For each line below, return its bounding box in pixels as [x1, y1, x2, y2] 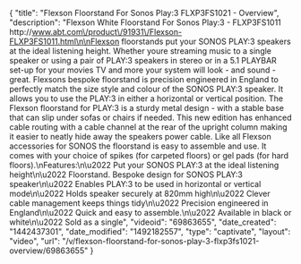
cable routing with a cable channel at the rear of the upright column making [9, 122, 288, 132]
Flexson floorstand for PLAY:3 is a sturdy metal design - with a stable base [9, 103, 285, 113]
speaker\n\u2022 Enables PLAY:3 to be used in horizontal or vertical [9, 179, 262, 189]
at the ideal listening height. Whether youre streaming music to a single [9, 46, 271, 56]
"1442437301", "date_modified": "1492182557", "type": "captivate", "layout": [9, 226, 291, 236]
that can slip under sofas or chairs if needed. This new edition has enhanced [9, 112, 293, 123]
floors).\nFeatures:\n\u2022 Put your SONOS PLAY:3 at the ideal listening [9, 160, 279, 170]
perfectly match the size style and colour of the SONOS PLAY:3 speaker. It [9, 84, 284, 94]
